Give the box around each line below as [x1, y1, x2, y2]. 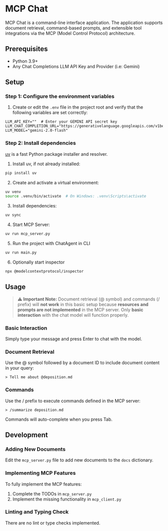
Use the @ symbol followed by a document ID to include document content [5, 360, 160, 366]
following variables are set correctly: [12, 110, 88, 116]
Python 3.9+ [12, 58, 38, 64]
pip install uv [5, 170, 37, 175]
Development [5, 430, 48, 439]
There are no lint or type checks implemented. [5, 519, 100, 526]
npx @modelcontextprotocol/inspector [5, 269, 84, 274]
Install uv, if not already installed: [12, 161, 80, 167]
